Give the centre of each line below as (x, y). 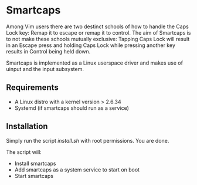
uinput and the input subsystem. (45, 69)
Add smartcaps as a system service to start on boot (77, 169)
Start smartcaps (34, 176)
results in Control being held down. (48, 51)
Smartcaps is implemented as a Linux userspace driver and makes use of (95, 63)
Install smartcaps (35, 163)
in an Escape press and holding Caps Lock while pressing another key (91, 45)
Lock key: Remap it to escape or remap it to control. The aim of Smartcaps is (98, 32)
